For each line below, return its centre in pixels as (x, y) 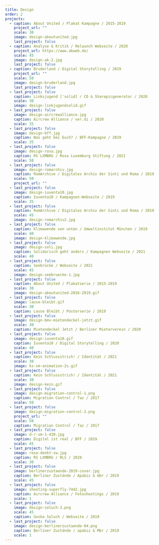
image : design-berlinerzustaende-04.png (56, 526)
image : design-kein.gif (38, 384)
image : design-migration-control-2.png (55, 412)
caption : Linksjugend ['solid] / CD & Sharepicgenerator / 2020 (81, 96)
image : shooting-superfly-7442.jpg (50, 489)
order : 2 (14, 14)
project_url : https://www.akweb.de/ (51, 51)
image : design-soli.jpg (38, 247)
